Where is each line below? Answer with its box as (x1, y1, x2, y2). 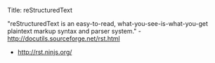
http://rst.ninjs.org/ (17, 48, 72, 56)
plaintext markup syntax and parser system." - (7, 27, 142, 35)
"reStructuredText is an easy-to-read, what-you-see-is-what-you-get (7, 20, 209, 27)
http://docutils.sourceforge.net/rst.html (7, 34, 121, 43)
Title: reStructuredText (7, 6, 72, 14)
